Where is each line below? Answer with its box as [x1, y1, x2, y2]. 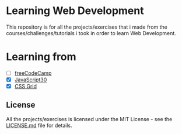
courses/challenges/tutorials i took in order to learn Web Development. [6, 29, 176, 36]
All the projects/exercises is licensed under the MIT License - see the [6, 115, 173, 122]
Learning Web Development [6, 4, 144, 18]
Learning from [6, 50, 77, 64]
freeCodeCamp [14, 69, 52, 77]
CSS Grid [14, 83, 37, 90]
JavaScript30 [14, 76, 47, 83]
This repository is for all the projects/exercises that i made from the [6, 23, 168, 30]
